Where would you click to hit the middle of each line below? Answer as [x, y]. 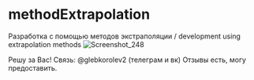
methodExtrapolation [79, 15]
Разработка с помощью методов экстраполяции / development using [124, 36]
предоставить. [33, 67]
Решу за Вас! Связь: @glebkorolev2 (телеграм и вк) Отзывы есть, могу [127, 60]
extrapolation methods [45, 44]
